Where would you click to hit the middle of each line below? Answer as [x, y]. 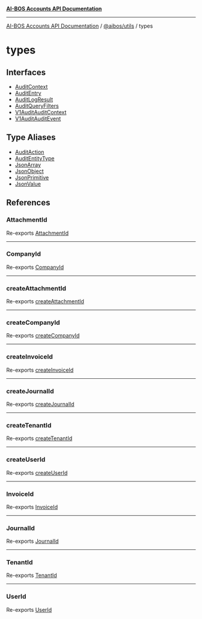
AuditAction [29, 152]
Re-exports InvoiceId [32, 507]
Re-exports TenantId [32, 575]
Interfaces [26, 72]
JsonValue [28, 184]
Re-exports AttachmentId [38, 233]
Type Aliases [31, 137]
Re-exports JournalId [32, 541]
